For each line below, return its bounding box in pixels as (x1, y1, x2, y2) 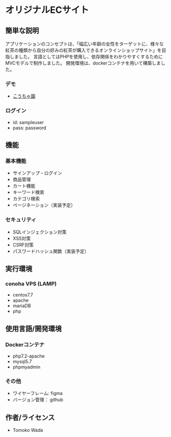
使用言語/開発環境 (5, 324, 62, 333)
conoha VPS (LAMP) (5, 280, 57, 287)
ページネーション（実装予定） (12, 202, 76, 208)
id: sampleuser (12, 119, 44, 125)
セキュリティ (5, 216, 37, 223)
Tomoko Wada (12, 427, 43, 433)
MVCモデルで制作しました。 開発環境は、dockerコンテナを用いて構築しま (5, 60, 161, 66)
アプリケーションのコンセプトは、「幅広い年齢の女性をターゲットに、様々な (5, 41, 164, 47)
